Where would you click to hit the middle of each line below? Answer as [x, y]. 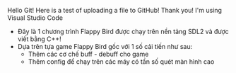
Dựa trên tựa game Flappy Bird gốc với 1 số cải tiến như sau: [105, 46]
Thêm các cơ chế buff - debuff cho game [88, 54]
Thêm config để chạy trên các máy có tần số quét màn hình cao [121, 62]
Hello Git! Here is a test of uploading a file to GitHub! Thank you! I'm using [115, 10]
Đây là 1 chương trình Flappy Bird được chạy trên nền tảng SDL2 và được [123, 32]
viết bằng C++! [39, 39]
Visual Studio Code [35, 18]
